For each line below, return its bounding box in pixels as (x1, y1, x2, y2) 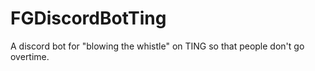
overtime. (10, 50, 50, 62)
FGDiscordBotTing (10, 7, 167, 30)
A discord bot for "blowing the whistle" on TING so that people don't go (10, 40, 305, 52)
